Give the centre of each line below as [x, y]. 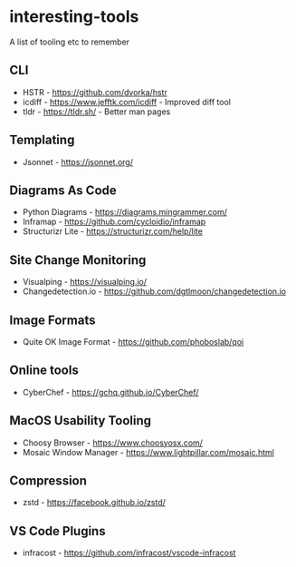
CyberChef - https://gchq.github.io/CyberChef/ [110, 392]
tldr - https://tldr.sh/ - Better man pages [96, 112]
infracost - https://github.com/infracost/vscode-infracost [129, 553]
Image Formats [53, 320]
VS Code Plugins [57, 531]
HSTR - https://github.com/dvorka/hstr [95, 92]
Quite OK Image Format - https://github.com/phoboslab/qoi [133, 342]
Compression [48, 481]
